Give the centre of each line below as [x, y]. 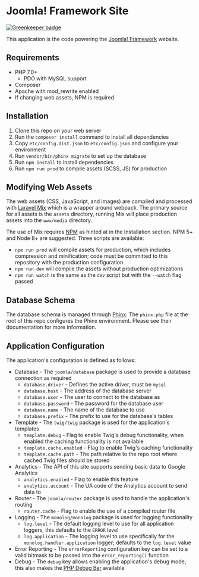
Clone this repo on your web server [58, 130]
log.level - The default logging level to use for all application [99, 523]
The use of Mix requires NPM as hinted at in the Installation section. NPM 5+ [99, 232]
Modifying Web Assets [49, 187]
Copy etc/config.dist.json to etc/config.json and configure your [97, 143]
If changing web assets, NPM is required [64, 97]
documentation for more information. [51, 327]
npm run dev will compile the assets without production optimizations [99, 269]
